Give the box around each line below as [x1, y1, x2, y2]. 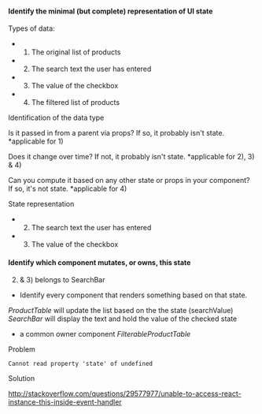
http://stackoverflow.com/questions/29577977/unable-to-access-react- [8, 389, 242, 398]
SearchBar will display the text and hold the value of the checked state [8, 314, 238, 323]
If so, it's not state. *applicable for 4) [8, 184, 127, 193]
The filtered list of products [31, 98, 120, 107]
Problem [8, 345, 35, 354]
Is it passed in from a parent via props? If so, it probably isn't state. [8, 129, 225, 138]
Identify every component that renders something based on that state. [19, 290, 248, 300]
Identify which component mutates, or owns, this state [8, 257, 191, 267]
